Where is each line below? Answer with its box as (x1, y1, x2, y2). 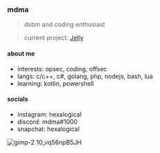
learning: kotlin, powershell (17, 79, 94, 87)
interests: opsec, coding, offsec (17, 64, 108, 73)
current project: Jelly (23, 34, 84, 42)
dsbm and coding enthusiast (23, 21, 106, 29)
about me (7, 49, 35, 58)
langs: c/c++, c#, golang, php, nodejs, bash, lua (17, 72, 153, 80)
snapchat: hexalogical (17, 125, 80, 133)
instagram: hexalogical (17, 110, 82, 118)
